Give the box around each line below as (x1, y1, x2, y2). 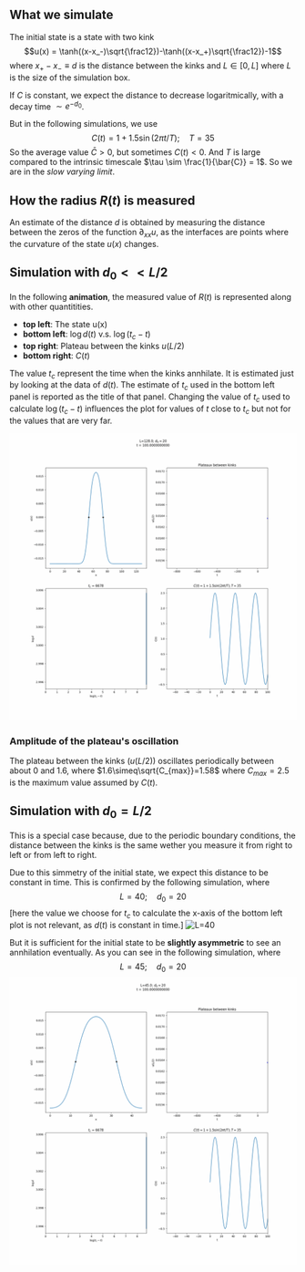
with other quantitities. (9, 301, 94, 312)
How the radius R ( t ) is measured (9, 192, 196, 208)
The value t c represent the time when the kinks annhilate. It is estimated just (9, 367, 294, 381)
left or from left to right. (9, 849, 97, 860)
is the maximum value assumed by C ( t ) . (9, 777, 158, 788)
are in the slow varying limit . (9, 166, 116, 177)
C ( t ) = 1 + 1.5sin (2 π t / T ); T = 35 (90, 132, 216, 144)
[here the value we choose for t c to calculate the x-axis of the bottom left (9, 907, 283, 920)
